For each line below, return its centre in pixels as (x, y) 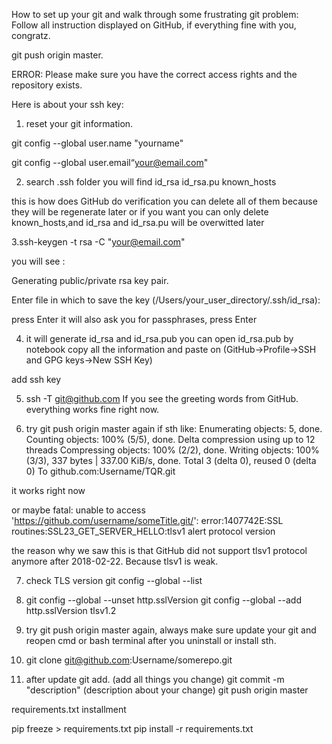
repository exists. (47, 85)
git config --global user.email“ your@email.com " (110, 162)
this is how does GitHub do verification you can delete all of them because (164, 201)
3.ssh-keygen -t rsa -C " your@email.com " (98, 242)
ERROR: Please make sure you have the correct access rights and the (154, 74)
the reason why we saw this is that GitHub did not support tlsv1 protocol (159, 550)
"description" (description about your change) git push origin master (167, 690)
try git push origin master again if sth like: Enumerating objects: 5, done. (174, 428)
